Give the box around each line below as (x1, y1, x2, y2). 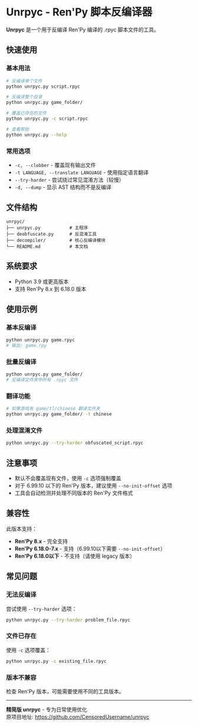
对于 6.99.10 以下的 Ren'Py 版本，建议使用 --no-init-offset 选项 (14, 482, 173, 489)
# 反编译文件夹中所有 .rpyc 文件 (6, 377, 78, 383)
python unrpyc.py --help (6, 132, 67, 138)
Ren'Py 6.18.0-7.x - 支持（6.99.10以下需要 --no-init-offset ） (14, 545, 166, 552)
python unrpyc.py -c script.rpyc (6, 116, 88, 122)
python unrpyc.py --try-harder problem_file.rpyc (6, 617, 131, 623)
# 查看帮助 (6, 126, 29, 132)
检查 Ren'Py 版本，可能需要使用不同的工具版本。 (6, 688, 125, 695)
